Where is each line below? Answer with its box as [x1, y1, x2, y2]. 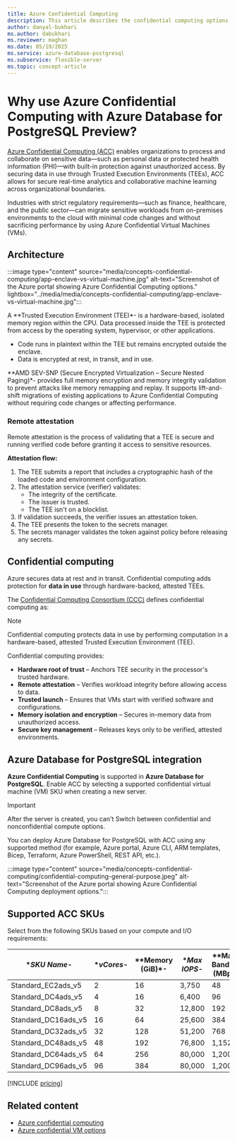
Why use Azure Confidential [7, 93, 176, 110]
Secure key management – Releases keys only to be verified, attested [17, 726, 222, 734]
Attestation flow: [7, 453, 58, 462]
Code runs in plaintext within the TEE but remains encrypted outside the [17, 340, 227, 349]
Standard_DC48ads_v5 [11, 1038, 87, 1048]
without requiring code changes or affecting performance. [7, 399, 176, 407]
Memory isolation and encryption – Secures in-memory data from [17, 710, 212, 719]
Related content [7, 1099, 79, 1111]
